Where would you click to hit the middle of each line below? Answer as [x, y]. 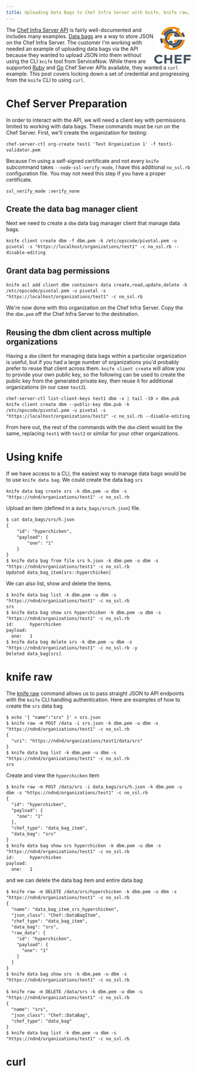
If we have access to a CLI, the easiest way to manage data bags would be [96, 473]
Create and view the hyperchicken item [53, 775]
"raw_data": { [28, 933]
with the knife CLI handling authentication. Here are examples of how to [93, 700]
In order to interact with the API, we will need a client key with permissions [96, 120]
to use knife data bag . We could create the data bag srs [74, 480]
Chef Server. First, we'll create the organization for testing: [77, 132]
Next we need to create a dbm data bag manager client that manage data [93, 223]
